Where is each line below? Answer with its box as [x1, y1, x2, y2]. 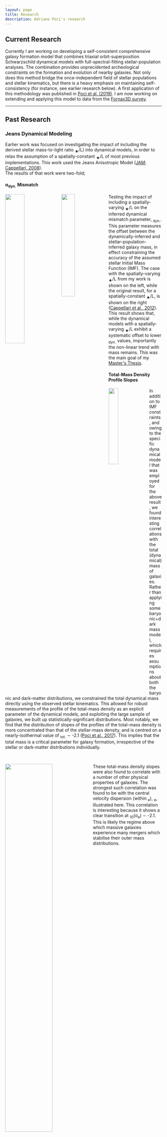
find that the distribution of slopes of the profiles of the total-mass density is [5, 722, 162, 728]
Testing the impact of [108, 194, 153, 200]
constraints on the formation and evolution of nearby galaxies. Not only [5, 69, 151, 75]
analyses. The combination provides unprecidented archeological [5, 64, 139, 70]
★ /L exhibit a [125, 326, 152, 333]
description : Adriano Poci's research [5, 16, 85, 21]
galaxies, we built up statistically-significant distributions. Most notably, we [5, 716, 159, 722]
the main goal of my [108, 355, 150, 361]
